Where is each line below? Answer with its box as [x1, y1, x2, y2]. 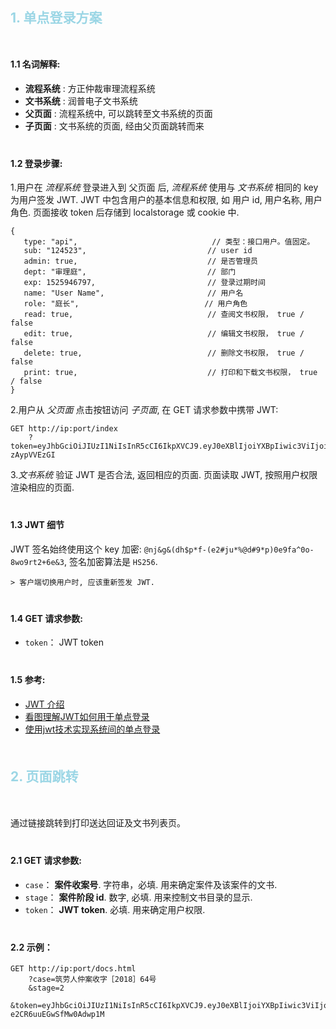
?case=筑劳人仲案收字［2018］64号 [28, 975, 157, 985]
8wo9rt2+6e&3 [10, 557, 65, 567]
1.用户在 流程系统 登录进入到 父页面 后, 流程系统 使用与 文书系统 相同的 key [10, 181, 319, 194]
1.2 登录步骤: [10, 157, 63, 169]
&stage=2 [28, 983, 65, 994]
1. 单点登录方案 [10, 10, 103, 26]
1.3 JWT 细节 [10, 519, 65, 531]
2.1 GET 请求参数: [10, 855, 82, 867]
